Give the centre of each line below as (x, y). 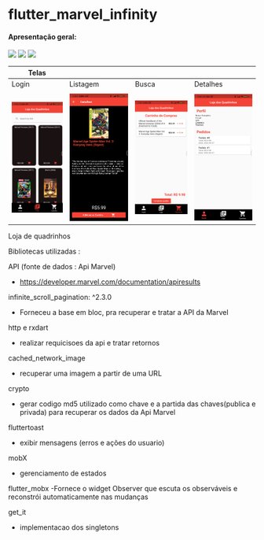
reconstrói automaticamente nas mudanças (78, 497)
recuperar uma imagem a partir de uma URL (91, 373)
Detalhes (208, 84)
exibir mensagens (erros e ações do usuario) (92, 442)
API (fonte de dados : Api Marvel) (62, 266)
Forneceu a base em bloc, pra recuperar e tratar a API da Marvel (124, 312)
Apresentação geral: (42, 36)
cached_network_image (47, 358)
